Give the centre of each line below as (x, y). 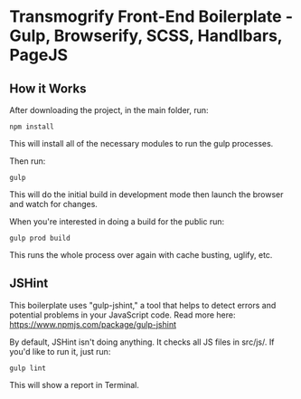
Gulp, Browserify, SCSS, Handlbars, (146, 36)
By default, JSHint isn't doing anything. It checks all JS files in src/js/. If (142, 342)
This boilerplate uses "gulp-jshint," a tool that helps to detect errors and (143, 305)
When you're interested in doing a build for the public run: (117, 222)
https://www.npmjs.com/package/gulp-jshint (93, 324)
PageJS (39, 55)
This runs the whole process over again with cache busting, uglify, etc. (141, 255)
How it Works (48, 88)
